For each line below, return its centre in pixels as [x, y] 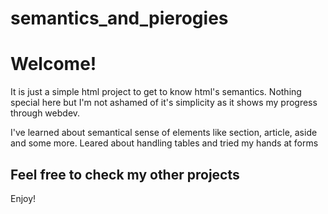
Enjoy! [23, 198]
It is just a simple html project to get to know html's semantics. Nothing [156, 92]
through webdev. [45, 113]
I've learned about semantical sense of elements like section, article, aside [164, 133]
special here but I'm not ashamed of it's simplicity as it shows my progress [164, 103]
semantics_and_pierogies [119, 18]
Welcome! [53, 64]
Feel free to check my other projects [125, 174]
